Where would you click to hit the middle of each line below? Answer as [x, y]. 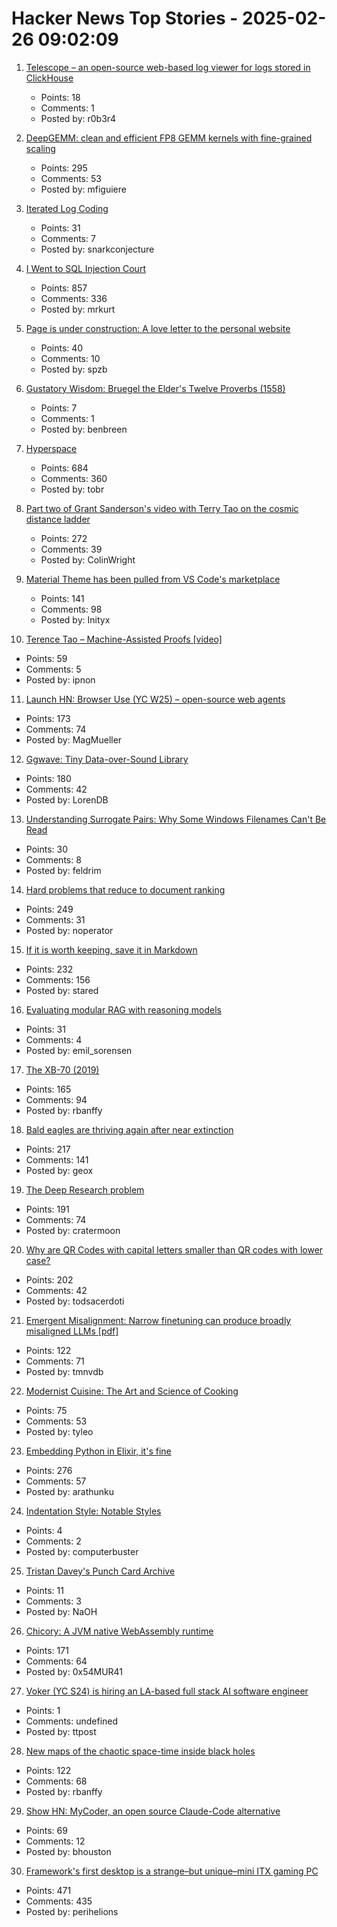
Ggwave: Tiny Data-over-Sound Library [107, 759]
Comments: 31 [55, 919]
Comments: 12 [55, 1841]
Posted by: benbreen [84, 429]
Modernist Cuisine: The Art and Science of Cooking [132, 1391]
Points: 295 [64, 168]
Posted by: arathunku [70, 1491]
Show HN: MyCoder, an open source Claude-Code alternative [153, 1811]
